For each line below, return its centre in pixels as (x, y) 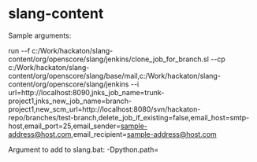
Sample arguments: (40, 35)
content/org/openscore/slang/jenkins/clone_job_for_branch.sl (108, 59)
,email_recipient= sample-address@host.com (143, 134)
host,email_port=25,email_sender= (64, 126)
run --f (19, 50)
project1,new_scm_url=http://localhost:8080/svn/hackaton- (104, 109)
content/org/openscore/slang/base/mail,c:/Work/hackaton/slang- (114, 75)
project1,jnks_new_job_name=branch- (70, 101)
